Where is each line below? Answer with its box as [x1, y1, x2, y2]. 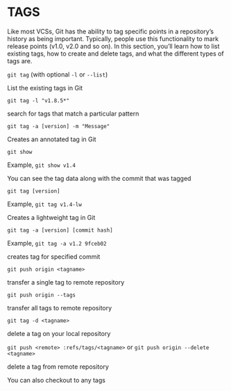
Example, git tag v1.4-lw [7, 200, 82, 208]
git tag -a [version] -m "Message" [7, 122, 110, 129]
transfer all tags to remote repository [7, 303, 112, 312]
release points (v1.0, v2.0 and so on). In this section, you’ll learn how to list [7, 42, 220, 50]
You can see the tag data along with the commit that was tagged [7, 174, 191, 182]
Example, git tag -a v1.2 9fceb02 [7, 239, 107, 247]
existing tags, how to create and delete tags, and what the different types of [7, 49, 224, 58]
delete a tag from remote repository [7, 362, 110, 371]
